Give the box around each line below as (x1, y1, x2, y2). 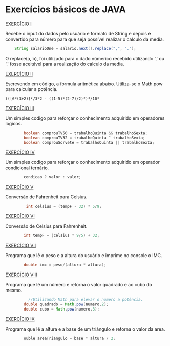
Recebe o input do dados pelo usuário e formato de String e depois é (5, 30, 151, 37)
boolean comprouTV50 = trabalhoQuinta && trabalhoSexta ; (24, 130, 147, 136)
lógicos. (5, 120, 22, 126)
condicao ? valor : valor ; (24, 175, 81, 180)
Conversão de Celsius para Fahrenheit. (5, 223, 88, 229)
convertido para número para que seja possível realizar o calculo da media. (5, 36, 164, 42)
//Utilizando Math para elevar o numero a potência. (28, 297, 143, 302)
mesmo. (5, 287, 23, 293)
